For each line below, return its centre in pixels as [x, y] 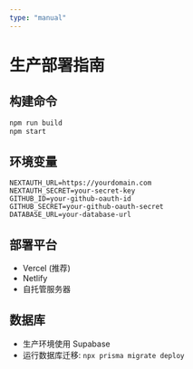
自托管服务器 [46, 289]
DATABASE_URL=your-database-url [70, 215]
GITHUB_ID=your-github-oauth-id [70, 199]
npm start [28, 131]
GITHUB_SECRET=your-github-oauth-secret [87, 207]
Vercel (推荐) [46, 268]
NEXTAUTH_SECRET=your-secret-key [72, 191]
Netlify [35, 278]
